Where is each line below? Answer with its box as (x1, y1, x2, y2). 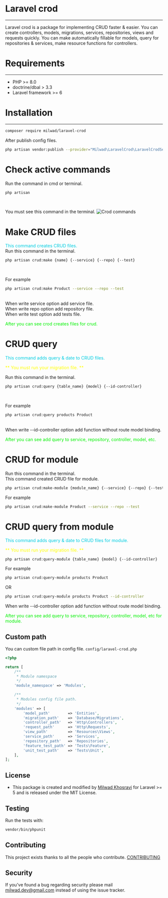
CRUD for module (5, 453, 79, 465)
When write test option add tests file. (5, 311, 81, 317)
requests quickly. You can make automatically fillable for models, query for (5, 34, 159, 40)
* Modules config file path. (16, 697, 77, 702)
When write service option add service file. (5, 300, 94, 306)
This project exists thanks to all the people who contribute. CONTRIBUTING (5, 854, 160, 860)
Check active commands (5, 163, 111, 175)
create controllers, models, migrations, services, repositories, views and (5, 29, 154, 35)
